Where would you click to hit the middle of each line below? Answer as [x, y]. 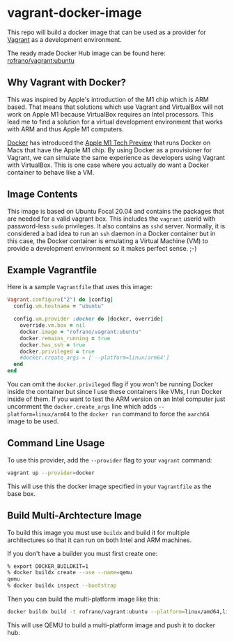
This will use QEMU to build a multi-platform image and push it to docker [111, 625]
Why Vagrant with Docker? [67, 83]
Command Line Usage [56, 443]
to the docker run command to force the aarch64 [141, 414]
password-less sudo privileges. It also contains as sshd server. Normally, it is [116, 226]
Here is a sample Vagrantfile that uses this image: [80, 287]
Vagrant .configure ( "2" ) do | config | [60, 300]
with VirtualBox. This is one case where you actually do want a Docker [108, 165]
